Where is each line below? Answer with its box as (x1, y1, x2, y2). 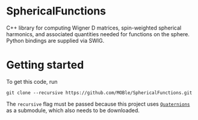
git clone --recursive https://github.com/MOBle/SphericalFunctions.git (6, 89, 193, 96)
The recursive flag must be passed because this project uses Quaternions (6, 100, 190, 107)
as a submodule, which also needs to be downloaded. (6, 107, 140, 114)
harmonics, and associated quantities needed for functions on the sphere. (6, 30, 190, 37)
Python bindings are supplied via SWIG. (6, 37, 105, 44)
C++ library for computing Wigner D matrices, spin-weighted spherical (6, 24, 182, 31)
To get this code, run (6, 78, 58, 85)
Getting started (6, 58, 84, 72)
